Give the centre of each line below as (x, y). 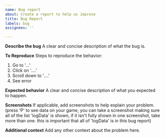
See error (22, 81)
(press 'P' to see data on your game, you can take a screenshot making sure (82, 110)
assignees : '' (20, 28)
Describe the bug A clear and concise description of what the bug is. (75, 46)
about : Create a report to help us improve (50, 14)
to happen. (16, 96)
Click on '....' (25, 70)
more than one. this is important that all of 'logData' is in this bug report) (78, 121)
